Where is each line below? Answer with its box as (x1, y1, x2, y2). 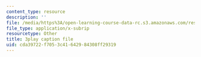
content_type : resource (6, 8, 66, 15)
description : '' (6, 14, 47, 20)
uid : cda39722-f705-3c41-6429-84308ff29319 (6, 42, 117, 48)
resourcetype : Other (6, 31, 58, 37)
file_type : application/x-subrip (6, 25, 90, 31)
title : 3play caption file (6, 36, 74, 42)
